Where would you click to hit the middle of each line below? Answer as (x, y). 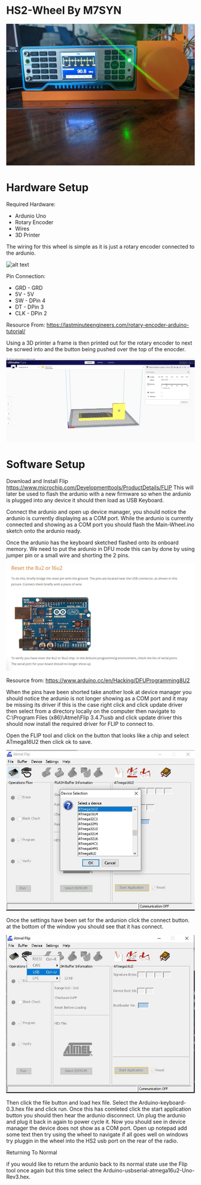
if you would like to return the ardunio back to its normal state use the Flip (97, 1164)
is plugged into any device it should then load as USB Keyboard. (85, 500)
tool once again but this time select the (54, 1171)
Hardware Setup (47, 188)
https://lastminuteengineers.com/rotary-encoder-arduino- (118, 325)
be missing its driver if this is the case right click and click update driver (95, 704)
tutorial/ (16, 331)
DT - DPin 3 (29, 307)
